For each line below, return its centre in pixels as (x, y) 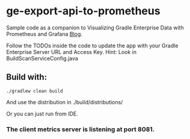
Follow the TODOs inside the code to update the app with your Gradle (92, 46)
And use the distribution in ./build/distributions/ (65, 102)
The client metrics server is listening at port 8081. (81, 129)
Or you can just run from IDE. (42, 114)
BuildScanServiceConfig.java (42, 58)
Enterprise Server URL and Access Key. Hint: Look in (72, 52)
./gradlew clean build (35, 91)
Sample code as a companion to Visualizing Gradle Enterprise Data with (95, 28)
